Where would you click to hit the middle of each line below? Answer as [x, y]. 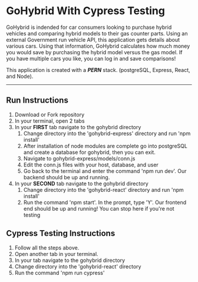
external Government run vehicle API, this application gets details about [93, 40]
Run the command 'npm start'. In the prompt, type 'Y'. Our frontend [105, 202]
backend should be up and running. [67, 177]
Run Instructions [37, 101]
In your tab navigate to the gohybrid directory [70, 260]
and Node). [20, 76]
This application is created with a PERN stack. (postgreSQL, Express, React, [98, 70]
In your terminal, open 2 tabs [49, 121]
